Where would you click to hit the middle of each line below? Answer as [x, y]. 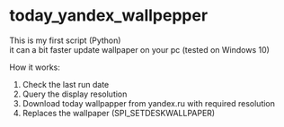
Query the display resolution [75, 94]
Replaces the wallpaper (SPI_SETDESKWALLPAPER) [119, 113]
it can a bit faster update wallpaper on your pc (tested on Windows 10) [139, 49]
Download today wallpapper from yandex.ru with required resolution [149, 103]
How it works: [35, 67]
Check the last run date [66, 84]
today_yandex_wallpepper [109, 16]
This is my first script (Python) [65, 40]
